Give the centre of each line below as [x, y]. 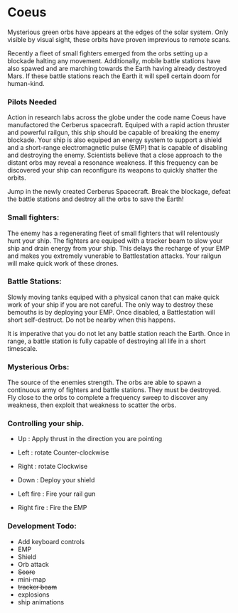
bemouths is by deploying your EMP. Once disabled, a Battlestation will [111, 312]
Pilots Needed [32, 102]
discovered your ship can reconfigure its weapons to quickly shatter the [113, 170]
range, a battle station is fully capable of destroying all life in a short [107, 341]
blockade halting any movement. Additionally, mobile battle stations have [114, 60]
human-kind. [26, 83]
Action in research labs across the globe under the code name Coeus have [117, 117]
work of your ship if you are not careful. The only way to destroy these [110, 304]
